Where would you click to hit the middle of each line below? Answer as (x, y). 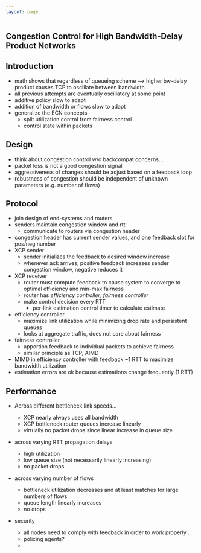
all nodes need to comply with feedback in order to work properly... (107, 532)
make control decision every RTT (65, 302)
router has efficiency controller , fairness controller (86, 295)
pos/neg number (35, 244)
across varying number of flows (54, 478)
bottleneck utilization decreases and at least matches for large (101, 490)
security (25, 521)
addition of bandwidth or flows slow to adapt (70, 106)
